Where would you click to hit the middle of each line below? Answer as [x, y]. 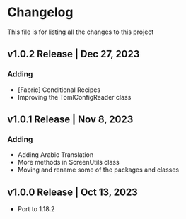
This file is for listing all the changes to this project [81, 32]
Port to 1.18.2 [36, 209]
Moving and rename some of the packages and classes [98, 170]
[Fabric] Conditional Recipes [59, 90]
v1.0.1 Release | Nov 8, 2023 [70, 120]
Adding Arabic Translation [56, 155]
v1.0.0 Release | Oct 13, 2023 [72, 192]
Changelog [40, 12]
